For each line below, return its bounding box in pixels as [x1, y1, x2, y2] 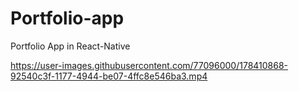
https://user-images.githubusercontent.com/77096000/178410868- [10, 59, 289, 71]
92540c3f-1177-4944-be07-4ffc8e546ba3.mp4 [10, 70, 208, 82]
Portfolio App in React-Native [10, 40, 131, 52]
